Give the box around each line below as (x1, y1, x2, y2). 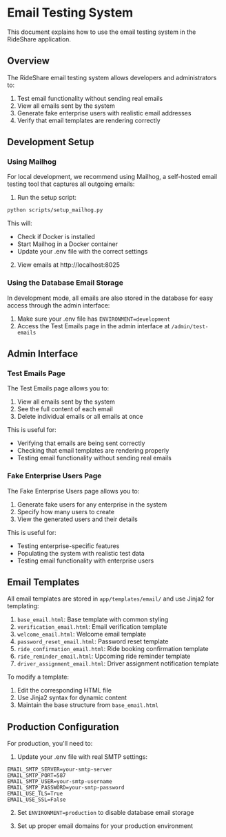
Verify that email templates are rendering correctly (17, 116, 161, 124)
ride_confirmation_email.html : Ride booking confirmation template (17, 645, 209, 653)
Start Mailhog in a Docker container (17, 240, 119, 248)
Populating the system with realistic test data (17, 549, 145, 557)
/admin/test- (171, 323, 209, 330)
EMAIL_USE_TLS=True (7, 790, 63, 798)
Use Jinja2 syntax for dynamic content (17, 693, 127, 702)
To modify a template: (7, 673, 70, 681)
